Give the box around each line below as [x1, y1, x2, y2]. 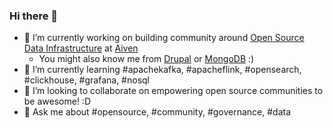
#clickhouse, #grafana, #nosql [23, 74, 150, 86]
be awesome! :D [23, 95, 92, 108]
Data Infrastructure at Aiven [23, 42, 139, 54]
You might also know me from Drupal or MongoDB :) [38, 53, 255, 65]
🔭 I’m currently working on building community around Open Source [23, 32, 305, 44]
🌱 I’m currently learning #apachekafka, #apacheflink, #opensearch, [23, 64, 302, 76]
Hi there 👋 [9, 9, 59, 23]
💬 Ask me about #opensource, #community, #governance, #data [23, 106, 292, 118]
